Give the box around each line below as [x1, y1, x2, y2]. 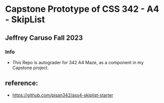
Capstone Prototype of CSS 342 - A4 [5, 3, 159, 15]
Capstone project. [12, 65, 49, 70]
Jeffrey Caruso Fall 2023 [5, 34, 83, 42]
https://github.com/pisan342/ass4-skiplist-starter [12, 92, 113, 98]
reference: [5, 79, 38, 87]
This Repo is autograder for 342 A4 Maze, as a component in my [12, 59, 144, 65]
